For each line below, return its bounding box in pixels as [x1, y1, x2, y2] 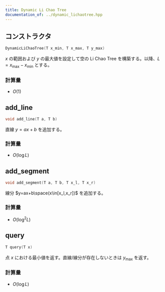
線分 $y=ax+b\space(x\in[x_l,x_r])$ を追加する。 [5, 190, 106, 196]
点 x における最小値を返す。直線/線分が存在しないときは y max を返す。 [5, 254, 151, 262]
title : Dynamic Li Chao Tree [5, 7, 67, 13]
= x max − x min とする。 [5, 62, 52, 69]
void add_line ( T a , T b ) [5, 117, 58, 122]
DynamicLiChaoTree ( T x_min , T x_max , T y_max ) [5, 46, 105, 51]
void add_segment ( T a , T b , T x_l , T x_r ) [5, 180, 96, 185]
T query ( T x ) [5, 244, 33, 249]
